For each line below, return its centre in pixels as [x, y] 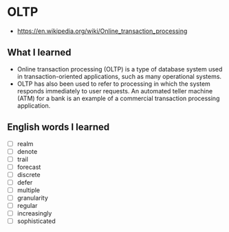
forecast [29, 167]
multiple [29, 190]
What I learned [39, 53]
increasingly [34, 213]
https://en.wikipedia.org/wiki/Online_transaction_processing [102, 31]
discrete [29, 174]
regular [27, 206]
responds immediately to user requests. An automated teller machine [115, 91]
